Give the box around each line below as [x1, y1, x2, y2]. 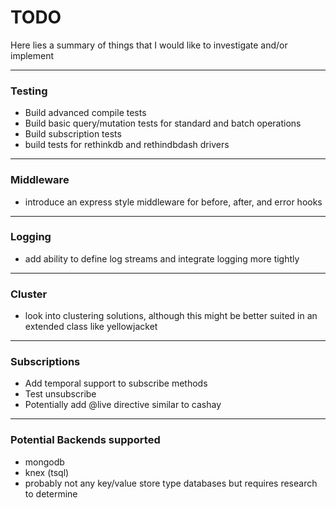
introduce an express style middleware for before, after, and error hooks [24, 196, 323, 208]
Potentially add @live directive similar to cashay [24, 399, 222, 411]
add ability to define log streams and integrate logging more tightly [24, 252, 300, 265]
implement [10, 49, 55, 61]
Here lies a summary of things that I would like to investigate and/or [10, 39, 288, 51]
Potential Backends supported [10, 433, 161, 447]
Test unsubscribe [24, 388, 97, 400]
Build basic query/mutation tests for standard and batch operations [24, 117, 302, 130]
